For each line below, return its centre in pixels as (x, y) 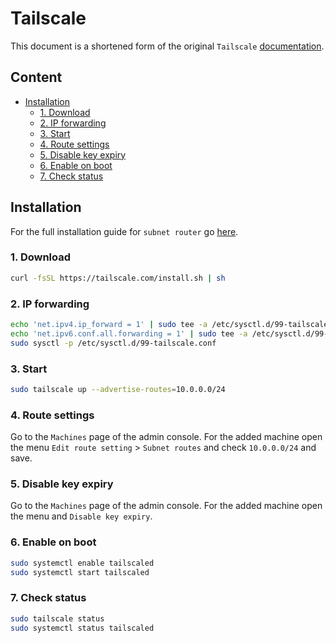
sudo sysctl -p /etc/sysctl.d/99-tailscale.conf (113, 343)
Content (36, 77)
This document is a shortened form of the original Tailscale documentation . (167, 46)
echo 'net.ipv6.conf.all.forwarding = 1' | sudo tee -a (129, 333)
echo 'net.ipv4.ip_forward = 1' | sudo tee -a (109, 325)
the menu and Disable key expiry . (81, 516)
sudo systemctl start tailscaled (80, 572)
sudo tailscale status (57, 618)
